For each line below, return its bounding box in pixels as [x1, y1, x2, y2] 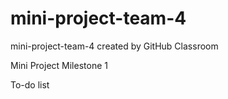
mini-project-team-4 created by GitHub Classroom [10, 40, 219, 52]
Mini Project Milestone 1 [10, 59, 108, 71]
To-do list [10, 78, 50, 91]
